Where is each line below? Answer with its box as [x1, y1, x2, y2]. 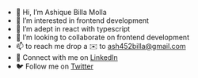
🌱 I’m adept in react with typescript [15, 24, 131, 33]
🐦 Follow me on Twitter [15, 61, 93, 71]
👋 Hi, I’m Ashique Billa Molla [15, 8, 107, 17]
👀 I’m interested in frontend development [15, 16, 149, 25]
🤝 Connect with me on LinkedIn [15, 53, 119, 62]
